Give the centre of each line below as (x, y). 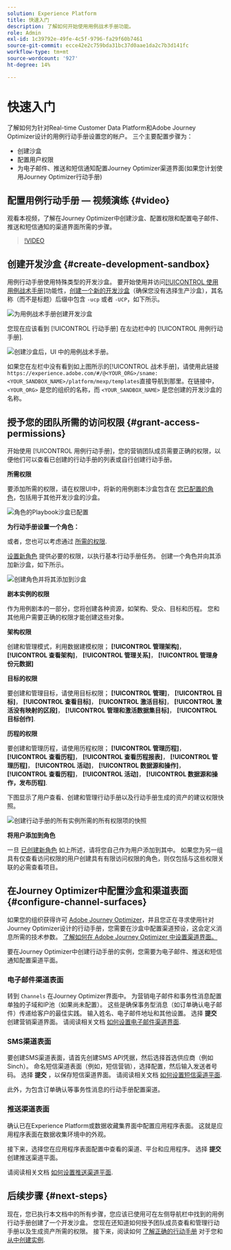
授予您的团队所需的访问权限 (66, 422)
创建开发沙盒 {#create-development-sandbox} (109, 264)
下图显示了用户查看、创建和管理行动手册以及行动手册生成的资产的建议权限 (112, 797)
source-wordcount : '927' (43, 59)
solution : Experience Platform (52, 13)
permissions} (37, 433)
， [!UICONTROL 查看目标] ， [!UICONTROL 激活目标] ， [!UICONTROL (115, 702)
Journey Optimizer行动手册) (63, 177)
